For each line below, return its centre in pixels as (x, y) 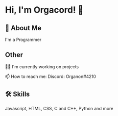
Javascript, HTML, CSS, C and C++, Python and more (59, 108)
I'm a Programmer (23, 39)
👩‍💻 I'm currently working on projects (42, 67)
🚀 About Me (23, 28)
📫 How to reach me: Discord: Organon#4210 (51, 76)
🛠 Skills (18, 94)
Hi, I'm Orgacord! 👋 (44, 10)
